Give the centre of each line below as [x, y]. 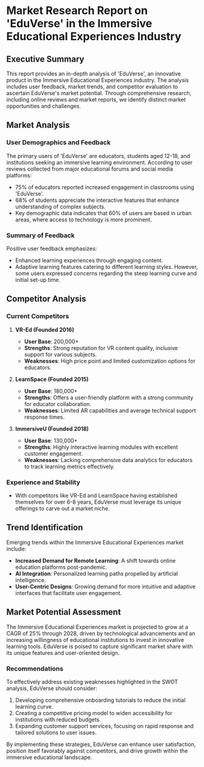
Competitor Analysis [46, 299]
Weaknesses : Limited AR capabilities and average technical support [110, 410]
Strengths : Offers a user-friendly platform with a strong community [109, 398]
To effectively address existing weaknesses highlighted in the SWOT [92, 682]
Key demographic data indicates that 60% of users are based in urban [103, 213]
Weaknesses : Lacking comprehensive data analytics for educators [108, 460]
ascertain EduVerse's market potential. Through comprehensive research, [99, 93]
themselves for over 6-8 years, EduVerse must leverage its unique [98, 502]
